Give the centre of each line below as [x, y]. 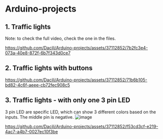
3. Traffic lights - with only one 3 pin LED [68, 100]
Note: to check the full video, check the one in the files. [60, 38]
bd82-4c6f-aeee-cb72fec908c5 [37, 85]
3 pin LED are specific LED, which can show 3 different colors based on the [81, 112]
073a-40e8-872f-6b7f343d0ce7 [38, 53]
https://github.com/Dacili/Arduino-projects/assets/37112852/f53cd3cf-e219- [82, 126]
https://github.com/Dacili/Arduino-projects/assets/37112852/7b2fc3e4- [77, 48]
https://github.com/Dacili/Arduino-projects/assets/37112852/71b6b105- [76, 80]
